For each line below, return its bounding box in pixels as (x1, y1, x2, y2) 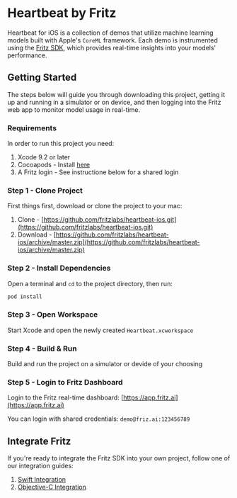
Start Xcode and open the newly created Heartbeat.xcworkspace (7, 326, 194, 334)
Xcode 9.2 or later (17, 153, 71, 162)
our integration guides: (7, 462, 74, 470)
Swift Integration (17, 475, 66, 484)
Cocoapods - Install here (17, 161, 91, 169)
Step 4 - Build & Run (7, 344, 77, 353)
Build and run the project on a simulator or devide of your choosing (7, 360, 203, 368)
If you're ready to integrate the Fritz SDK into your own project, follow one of (7, 454, 231, 463)
